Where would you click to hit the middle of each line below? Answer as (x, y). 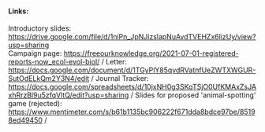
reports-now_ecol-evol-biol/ (54, 62)
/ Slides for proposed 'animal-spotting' (193, 95)
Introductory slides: (40, 28)
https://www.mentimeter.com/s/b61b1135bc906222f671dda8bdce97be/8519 (132, 112)
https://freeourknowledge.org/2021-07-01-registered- (151, 53)
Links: (19, 11)
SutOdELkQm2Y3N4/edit (49, 79)
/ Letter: (114, 62)
